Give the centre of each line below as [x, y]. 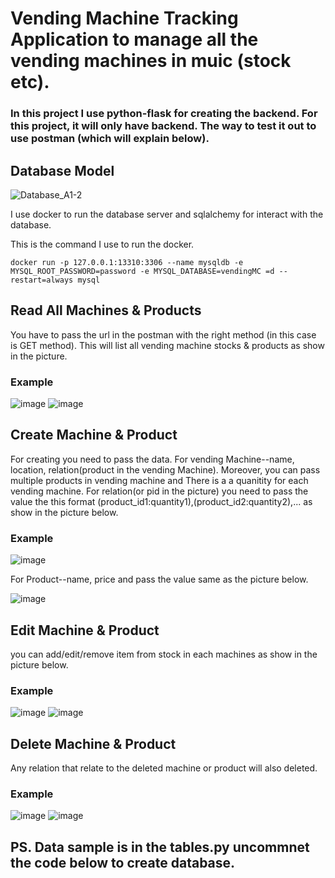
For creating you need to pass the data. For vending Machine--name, [152, 459]
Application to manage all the [134, 39]
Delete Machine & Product [93, 743]
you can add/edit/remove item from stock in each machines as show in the [164, 654]
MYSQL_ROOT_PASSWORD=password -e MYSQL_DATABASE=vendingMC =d [142, 271]
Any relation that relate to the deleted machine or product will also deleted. [164, 768]
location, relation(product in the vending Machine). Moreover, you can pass [165, 469]
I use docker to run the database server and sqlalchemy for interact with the [167, 214]
